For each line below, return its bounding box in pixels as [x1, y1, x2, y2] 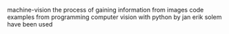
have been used [7, 20, 53, 28]
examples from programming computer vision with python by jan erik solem [7, 13, 222, 21]
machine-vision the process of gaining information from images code [7, 6, 204, 14]
